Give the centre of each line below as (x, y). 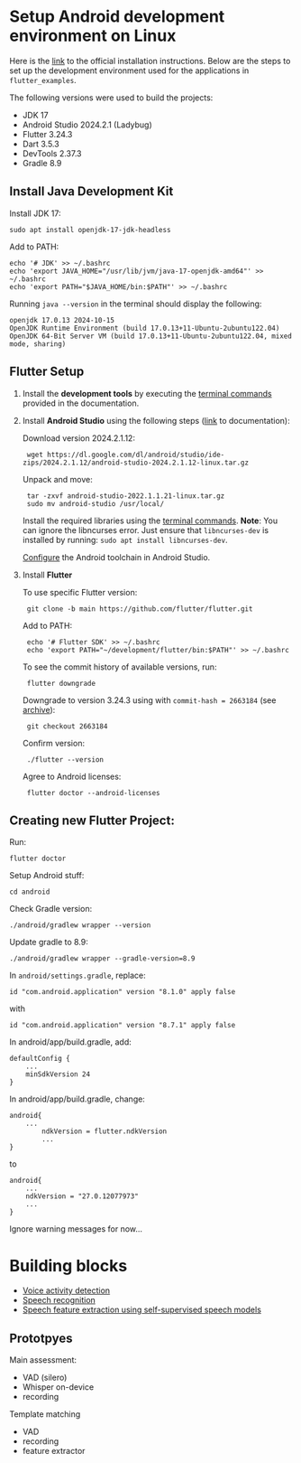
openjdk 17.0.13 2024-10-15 (62, 320)
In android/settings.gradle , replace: (78, 975)
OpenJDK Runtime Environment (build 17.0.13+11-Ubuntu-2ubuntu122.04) (145, 328)
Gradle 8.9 (42, 163)
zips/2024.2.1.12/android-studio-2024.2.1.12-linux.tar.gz (136, 463)
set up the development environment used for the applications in (129, 70)
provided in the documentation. (81, 403)
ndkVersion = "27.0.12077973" (82, 1196)
